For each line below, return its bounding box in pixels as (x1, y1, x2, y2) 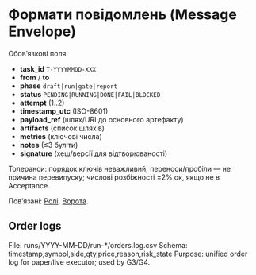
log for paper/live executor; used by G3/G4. (8, 257, 151, 267)
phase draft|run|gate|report (19, 81, 117, 91)
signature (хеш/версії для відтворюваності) (19, 149, 168, 158)
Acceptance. (8, 180, 50, 190)
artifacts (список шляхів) (19, 123, 105, 133)
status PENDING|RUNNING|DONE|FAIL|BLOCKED (19, 89, 161, 99)
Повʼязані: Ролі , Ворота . (8, 196, 89, 206)
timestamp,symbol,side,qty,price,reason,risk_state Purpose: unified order (8, 249, 248, 258)
